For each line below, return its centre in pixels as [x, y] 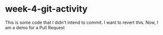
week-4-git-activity [46, 9]
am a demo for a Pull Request [35, 27]
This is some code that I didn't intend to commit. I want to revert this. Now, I [82, 22]
